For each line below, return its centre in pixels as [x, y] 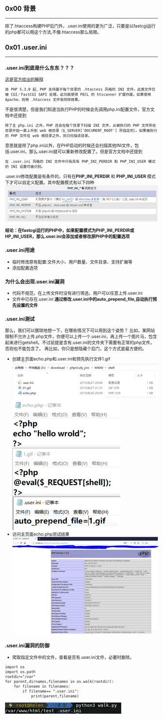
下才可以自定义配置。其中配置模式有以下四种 [50, 182]
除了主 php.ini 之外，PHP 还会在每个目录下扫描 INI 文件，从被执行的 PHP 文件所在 [81, 125]
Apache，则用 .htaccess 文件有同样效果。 [43, 99]
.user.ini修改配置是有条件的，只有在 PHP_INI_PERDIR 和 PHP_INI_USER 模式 [81, 176]
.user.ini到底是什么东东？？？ [40, 68]
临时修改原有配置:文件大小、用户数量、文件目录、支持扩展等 [72, 261]
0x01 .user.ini [26, 48]
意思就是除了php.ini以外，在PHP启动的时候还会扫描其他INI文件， [70, 145]
